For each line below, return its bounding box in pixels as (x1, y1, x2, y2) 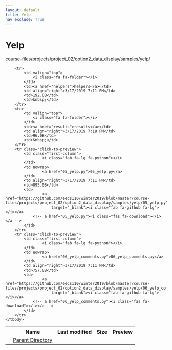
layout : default (5, 7, 40, 13)
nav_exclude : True (5, 17, 45, 22)
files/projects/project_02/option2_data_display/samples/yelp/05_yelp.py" (5, 200, 168, 205)
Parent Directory (13, 337, 53, 344)
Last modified (57, 328, 92, 336)
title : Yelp (5, 12, 31, 17)
